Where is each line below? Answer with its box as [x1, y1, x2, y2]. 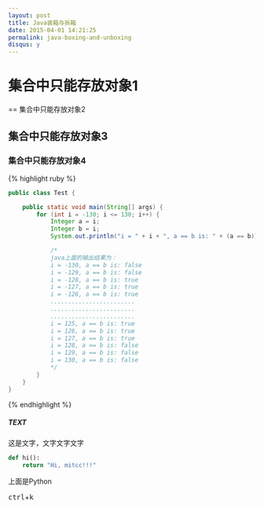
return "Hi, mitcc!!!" [22, 462, 97, 469]
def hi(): [8, 454, 41, 462]
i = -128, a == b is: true [49, 276, 139, 284]
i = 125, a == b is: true [49, 319, 135, 327]
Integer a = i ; [49, 218, 101, 226]
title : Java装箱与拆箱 [8, 19, 77, 27]
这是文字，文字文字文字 [8, 438, 84, 448]
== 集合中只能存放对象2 [8, 105, 86, 114]
